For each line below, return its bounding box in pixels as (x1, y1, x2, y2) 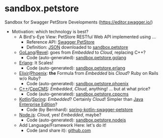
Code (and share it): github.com (26, 127, 91, 133)
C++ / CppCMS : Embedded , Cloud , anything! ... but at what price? (19, 86, 151, 92)
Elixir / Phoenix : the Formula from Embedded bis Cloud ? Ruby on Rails (19, 70, 159, 76)
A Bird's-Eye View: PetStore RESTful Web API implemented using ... (19, 34, 156, 40)
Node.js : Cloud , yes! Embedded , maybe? (19, 112, 102, 117)
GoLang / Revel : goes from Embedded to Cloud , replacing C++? (19, 49, 146, 55)
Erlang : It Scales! (19, 60, 54, 66)
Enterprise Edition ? (19, 101, 57, 107)
